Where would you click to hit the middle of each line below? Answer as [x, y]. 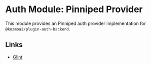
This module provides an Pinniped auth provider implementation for [75, 23]
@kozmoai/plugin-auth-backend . [38, 28]
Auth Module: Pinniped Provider [74, 9]
